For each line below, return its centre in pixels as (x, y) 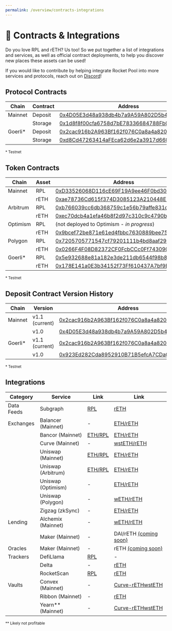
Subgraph (52, 409)
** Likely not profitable (25, 623)
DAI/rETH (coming (136, 534)
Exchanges (21, 423)
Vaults (15, 585)
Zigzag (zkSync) (60, 511)
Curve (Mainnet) (60, 443)
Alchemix (51, 519)
